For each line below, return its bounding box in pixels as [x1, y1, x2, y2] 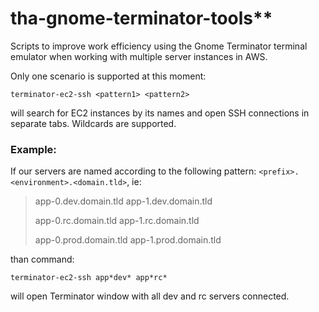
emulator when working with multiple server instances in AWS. [10, 50, 268, 62]
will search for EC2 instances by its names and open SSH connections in [10, 107, 310, 119]
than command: [10, 253, 75, 266]
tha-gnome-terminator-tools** [10, 7, 273, 30]
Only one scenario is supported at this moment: [10, 70, 207, 82]
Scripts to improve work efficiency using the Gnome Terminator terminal [10, 40, 308, 52]
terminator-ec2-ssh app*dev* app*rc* [10, 273, 168, 283]
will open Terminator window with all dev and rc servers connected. [10, 290, 290, 302]
